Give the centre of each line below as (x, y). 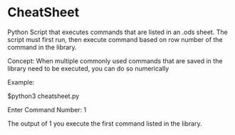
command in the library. (42, 47)
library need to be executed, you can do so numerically (88, 68)
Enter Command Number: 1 (47, 109)
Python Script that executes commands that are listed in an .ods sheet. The (117, 32)
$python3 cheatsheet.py (43, 96)
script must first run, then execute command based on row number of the (115, 39)
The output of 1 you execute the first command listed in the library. (105, 123)
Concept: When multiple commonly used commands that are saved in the (115, 60)
